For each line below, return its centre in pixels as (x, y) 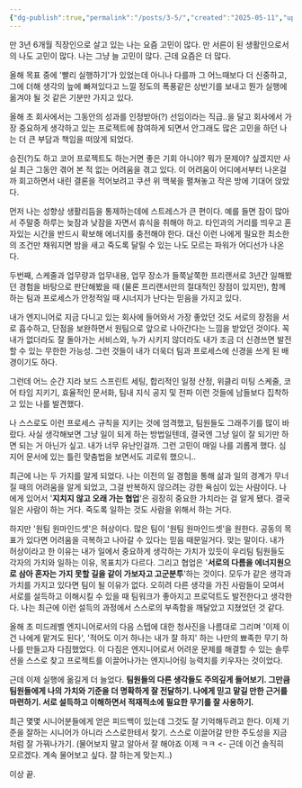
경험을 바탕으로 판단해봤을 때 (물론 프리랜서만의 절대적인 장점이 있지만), (144, 286)
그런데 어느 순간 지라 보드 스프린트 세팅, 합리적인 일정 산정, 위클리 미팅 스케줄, (146, 381)
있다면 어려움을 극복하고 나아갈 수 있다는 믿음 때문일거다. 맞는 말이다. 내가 (155, 539)
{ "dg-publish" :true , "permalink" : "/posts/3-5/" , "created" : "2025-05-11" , (146, 18)
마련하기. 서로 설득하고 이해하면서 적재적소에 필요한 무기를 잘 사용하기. (132, 702)
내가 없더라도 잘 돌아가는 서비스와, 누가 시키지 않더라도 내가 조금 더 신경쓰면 (142, 340)
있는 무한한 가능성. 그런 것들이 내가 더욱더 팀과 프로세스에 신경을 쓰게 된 (154, 350)
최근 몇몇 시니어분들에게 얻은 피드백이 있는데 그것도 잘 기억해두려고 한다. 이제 (145, 720)
